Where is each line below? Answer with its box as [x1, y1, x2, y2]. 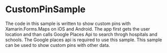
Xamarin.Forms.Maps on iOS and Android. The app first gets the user [5, 25, 150, 32]
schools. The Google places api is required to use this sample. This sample [5, 37, 162, 43]
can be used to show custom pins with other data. [5, 42, 110, 48]
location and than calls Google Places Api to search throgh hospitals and [5, 31, 158, 37]
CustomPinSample [5, 4, 86, 15]
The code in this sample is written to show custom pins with [5, 20, 131, 26]
